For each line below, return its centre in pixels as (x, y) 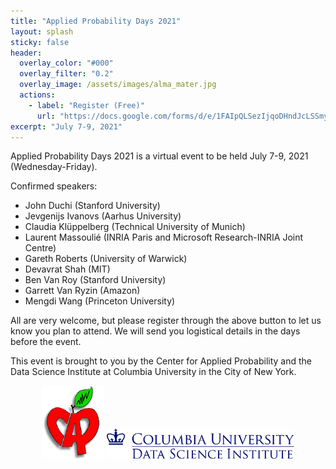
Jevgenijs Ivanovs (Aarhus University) (103, 216)
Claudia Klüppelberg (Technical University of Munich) (135, 227)
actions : (37, 95)
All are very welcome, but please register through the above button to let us (166, 321)
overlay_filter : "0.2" (66, 74)
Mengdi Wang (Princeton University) (100, 301)
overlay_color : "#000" (66, 63)
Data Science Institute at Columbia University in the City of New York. (153, 372)
